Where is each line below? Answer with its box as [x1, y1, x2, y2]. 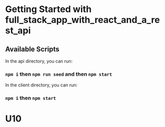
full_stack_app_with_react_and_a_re [5, 14, 160, 26]
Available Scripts [5, 45, 59, 53]
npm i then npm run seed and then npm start [5, 70, 112, 77]
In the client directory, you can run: [5, 82, 78, 88]
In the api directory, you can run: [5, 58, 73, 64]
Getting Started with [5, 4, 92, 15]
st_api [5, 25, 31, 36]
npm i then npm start [5, 94, 56, 101]
